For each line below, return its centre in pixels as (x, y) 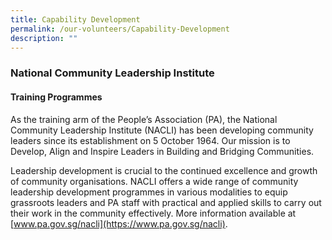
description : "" (44, 38)
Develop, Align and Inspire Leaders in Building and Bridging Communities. (162, 151)
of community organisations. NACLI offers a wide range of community (154, 181)
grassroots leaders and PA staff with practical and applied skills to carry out (166, 202)
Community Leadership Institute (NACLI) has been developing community (162, 130)
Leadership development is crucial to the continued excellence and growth (164, 170)
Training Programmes (56, 97)
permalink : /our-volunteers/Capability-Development (120, 29)
